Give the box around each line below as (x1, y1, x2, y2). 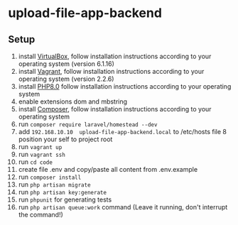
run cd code (18, 158, 53, 166)
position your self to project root (18, 135, 113, 143)
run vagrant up (18, 143, 63, 150)
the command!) (18, 211, 63, 219)
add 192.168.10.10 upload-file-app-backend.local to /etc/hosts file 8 (18, 128, 227, 136)
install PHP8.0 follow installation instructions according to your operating (18, 82, 232, 90)
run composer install (18, 172, 82, 181)
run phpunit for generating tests (18, 195, 112, 204)
